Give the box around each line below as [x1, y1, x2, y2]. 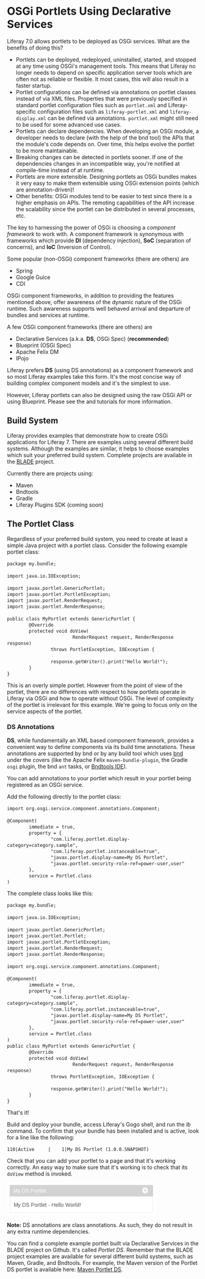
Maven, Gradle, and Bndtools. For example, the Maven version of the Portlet [7, 1259, 198, 1266]
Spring [15, 267, 33, 274]
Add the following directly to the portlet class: [7, 792, 121, 800]
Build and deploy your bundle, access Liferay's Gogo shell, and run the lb [7, 1121, 191, 1128]
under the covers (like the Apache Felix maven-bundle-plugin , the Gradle [7, 756, 188, 763]
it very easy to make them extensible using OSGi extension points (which [15, 179, 200, 187]
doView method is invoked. [7, 1170, 73, 1177]
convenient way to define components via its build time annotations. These [7, 743, 196, 750]
